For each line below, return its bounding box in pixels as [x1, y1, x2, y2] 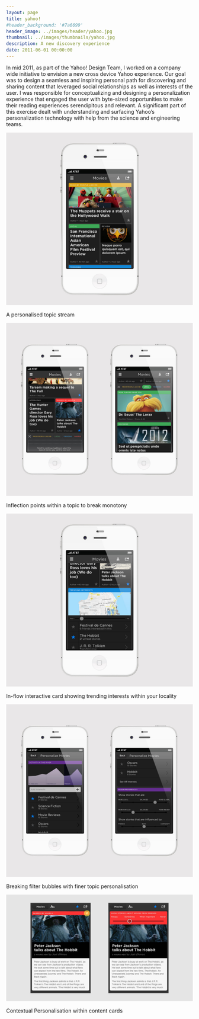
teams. [6, 120, 23, 127]
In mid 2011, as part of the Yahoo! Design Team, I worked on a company [6, 64, 181, 71]
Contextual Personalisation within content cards [6, 1007, 123, 1014]
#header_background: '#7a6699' [6, 22, 84, 28]
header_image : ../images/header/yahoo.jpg [6, 28, 113, 34]
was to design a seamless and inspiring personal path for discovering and [6, 76, 187, 84]
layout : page [6, 9, 38, 15]
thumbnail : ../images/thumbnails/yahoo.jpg [6, 34, 115, 41]
